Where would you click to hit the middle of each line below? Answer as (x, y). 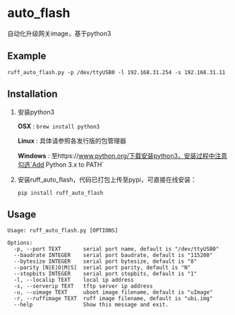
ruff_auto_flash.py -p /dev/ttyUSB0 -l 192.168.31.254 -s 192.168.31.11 (116, 72)
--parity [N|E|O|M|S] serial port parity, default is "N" (102, 268)
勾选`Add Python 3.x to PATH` (61, 165)
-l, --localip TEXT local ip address (74, 280)
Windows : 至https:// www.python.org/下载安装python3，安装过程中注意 (122, 155)
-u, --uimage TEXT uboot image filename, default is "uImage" (113, 292)
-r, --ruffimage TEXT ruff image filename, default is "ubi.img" (113, 299)
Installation (32, 94)
